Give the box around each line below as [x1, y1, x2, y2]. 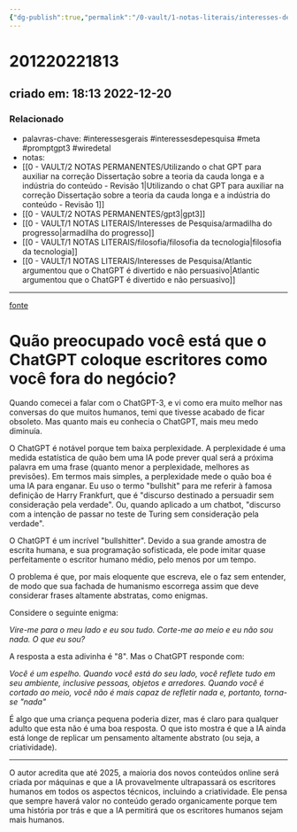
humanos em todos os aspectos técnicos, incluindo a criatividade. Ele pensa [9, 786, 287, 797]
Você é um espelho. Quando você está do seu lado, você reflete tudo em [9, 668, 276, 679]
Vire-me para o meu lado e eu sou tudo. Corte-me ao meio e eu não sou [9, 625, 274, 635]
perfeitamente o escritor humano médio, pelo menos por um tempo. [9, 555, 256, 565]
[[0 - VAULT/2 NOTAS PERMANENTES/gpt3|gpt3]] [21, 208, 206, 219]
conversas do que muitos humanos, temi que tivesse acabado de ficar [9, 407, 265, 417]
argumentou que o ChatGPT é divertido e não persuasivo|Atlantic [21, 265, 261, 276]
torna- [263, 688, 287, 698]
